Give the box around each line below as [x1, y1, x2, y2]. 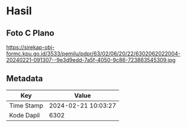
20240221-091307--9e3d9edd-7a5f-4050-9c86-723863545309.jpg [6, 57, 176, 63]
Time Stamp [9, 101, 44, 110]
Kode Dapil [9, 111, 40, 119]
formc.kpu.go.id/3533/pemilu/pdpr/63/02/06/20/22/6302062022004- [6, 50, 181, 57]
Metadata [6, 73, 43, 84]
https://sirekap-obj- [6, 44, 55, 51]
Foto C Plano [6, 28, 55, 38]
